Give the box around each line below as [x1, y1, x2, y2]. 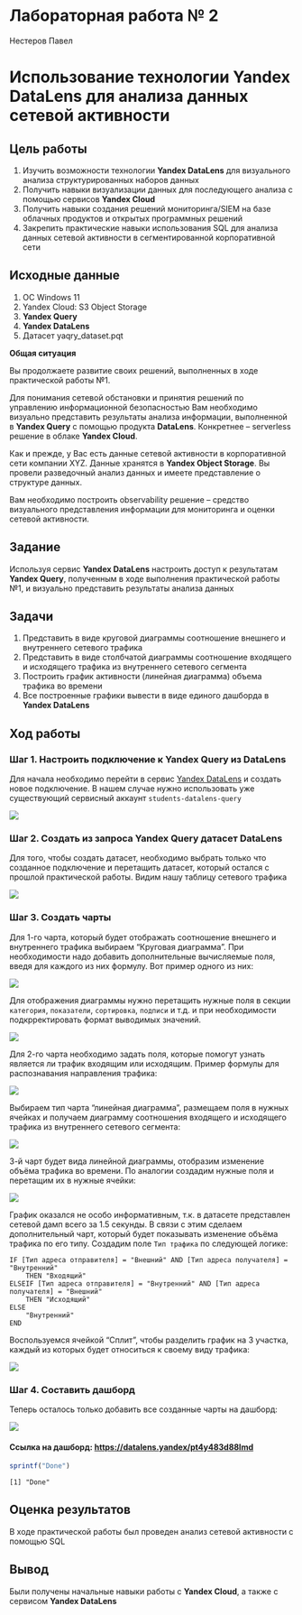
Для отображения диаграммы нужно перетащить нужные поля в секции [9, 994, 291, 1006]
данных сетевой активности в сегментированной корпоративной [22, 232, 276, 243]
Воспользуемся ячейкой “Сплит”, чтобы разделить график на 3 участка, [9, 1334, 288, 1345]
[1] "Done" [9, 1478, 50, 1487]
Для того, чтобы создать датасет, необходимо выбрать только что [9, 853, 267, 863]
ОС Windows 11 [22, 291, 81, 302]
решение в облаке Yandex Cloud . [9, 430, 138, 441]
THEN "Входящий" [25, 1271, 87, 1280]
